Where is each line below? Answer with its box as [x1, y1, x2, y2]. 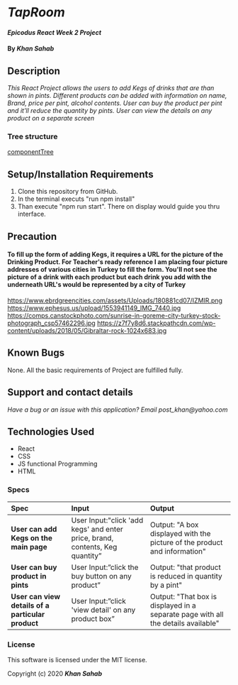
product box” [71, 613, 115, 623]
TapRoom [7, 4, 65, 21]
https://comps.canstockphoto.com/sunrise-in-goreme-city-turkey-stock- [7, 311, 221, 319]
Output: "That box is [149, 591, 217, 601]
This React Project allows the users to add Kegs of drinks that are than [7, 84, 215, 92]
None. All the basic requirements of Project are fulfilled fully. [7, 366, 183, 374]
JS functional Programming [17, 459, 98, 468]
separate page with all [149, 609, 224, 619]
